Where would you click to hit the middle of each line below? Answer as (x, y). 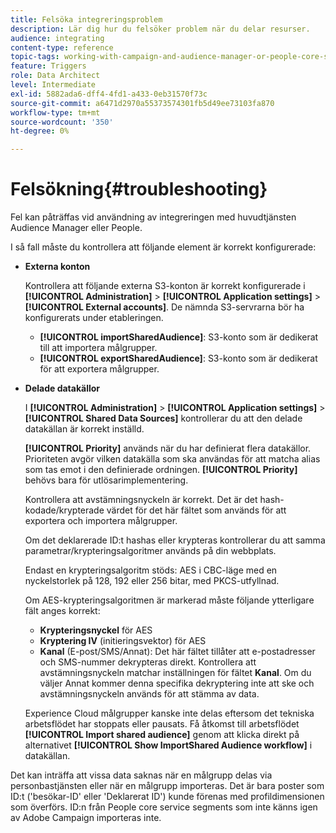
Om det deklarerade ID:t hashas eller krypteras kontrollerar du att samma (175, 540)
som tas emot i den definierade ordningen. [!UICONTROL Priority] (161, 470)
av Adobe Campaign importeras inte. (86, 818)
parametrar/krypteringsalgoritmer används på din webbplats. (150, 551)
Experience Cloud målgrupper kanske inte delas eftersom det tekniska (169, 713)
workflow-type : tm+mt (55, 112)
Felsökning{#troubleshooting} (139, 189)
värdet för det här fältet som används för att (196, 510)
